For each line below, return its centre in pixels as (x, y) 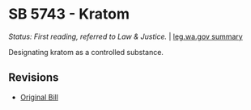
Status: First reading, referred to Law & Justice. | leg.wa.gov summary (125, 36)
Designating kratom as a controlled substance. (86, 52)
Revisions (34, 78)
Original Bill (39, 97)
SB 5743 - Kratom (69, 14)
